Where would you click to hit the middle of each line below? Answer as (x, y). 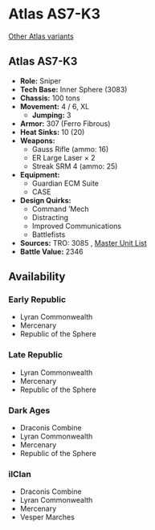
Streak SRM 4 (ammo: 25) (75, 166)
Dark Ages (29, 410)
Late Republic (35, 355)
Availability (37, 277)
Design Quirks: (45, 200)
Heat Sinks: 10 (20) (52, 132)
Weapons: (37, 141)
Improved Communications (77, 226)
